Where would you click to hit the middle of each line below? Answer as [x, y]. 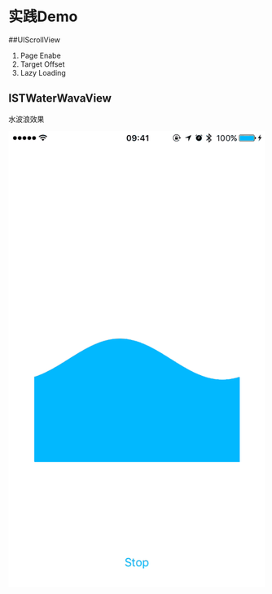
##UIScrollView [35, 39]
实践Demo [43, 17]
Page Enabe [40, 55]
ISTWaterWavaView [60, 98]
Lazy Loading [43, 72]
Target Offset [42, 64]
